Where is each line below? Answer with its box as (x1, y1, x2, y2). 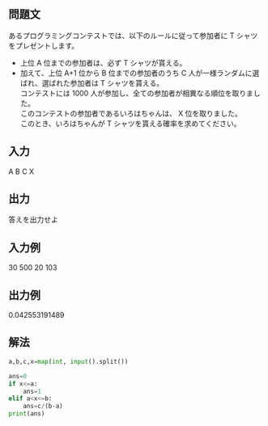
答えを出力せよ (8, 215, 58, 225)
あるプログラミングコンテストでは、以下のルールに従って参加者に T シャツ (8, 31, 258, 40)
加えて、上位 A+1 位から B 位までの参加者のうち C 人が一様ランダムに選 (19, 68, 260, 78)
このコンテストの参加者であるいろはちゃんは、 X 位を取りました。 (19, 108, 243, 118)
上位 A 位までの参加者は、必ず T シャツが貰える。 (19, 57, 187, 67)
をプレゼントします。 (8, 40, 79, 50)
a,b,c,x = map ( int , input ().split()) (8, 357, 129, 365)
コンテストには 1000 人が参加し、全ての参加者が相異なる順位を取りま (19, 88, 253, 98)
